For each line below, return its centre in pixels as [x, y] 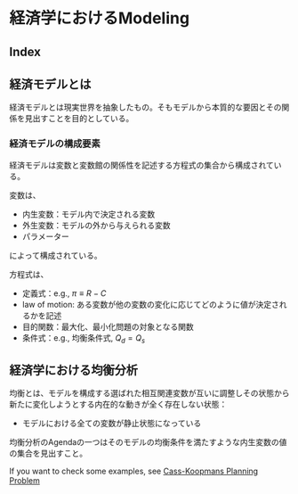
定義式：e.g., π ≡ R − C [64, 293]
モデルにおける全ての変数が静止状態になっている [112, 424]
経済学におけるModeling [99, 18]
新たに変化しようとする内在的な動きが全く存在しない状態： [118, 404]
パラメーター [45, 236]
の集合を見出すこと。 [48, 453]
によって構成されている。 [56, 255]
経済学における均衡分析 [73, 370]
